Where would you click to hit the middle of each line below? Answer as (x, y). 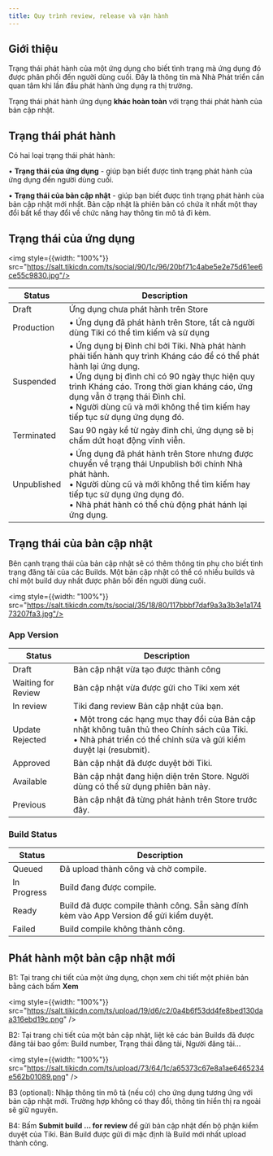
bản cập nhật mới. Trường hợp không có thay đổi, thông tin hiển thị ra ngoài (135, 1101)
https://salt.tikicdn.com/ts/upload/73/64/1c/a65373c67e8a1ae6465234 (146, 1068)
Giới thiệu (33, 49)
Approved (31, 764)
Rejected (29, 740)
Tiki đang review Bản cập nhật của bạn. (148, 707)
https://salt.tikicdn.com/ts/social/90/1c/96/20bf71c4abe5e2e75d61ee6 (145, 267)
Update (26, 729)
